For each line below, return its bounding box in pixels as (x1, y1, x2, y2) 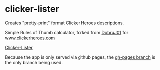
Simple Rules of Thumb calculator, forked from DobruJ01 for (5, 29, 128, 35)
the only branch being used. (5, 59, 63, 65)
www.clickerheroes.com (5, 35, 55, 41)
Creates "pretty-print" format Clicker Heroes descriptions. (5, 20, 124, 26)
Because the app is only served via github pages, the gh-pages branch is (5, 54, 156, 60)
